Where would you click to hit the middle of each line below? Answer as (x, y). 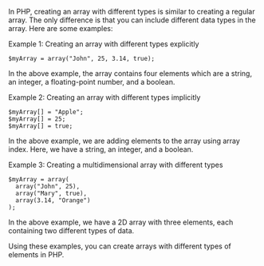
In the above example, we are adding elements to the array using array (124, 141)
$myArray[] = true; (41, 126)
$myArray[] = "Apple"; (46, 112)
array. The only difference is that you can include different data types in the (132, 20)
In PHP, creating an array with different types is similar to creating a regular (132, 12)
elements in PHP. (36, 254)
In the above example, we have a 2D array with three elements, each (121, 222)
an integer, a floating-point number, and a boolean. (92, 82)
